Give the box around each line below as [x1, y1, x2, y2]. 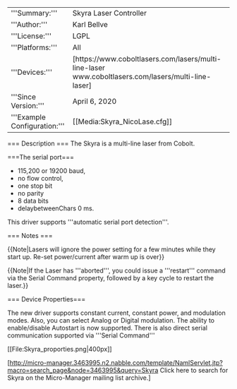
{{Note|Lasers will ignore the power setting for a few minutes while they [7, 245, 217, 253]
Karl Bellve [72, 20, 108, 29]
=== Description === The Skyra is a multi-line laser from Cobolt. [7, 139, 195, 148]
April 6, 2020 [72, 97, 117, 106]
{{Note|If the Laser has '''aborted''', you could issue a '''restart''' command [7, 266, 226, 275]
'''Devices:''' [11, 67, 53, 77]
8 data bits [17, 197, 49, 205]
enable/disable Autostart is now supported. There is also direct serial [7, 324, 208, 332]
